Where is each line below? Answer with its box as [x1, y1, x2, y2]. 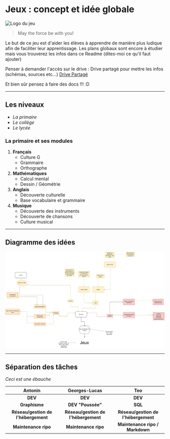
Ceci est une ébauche [5, 376, 52, 382]
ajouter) [5, 56, 22, 62]
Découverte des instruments [20, 208, 80, 214]
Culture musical [20, 219, 53, 225]
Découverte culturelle [20, 192, 66, 198]
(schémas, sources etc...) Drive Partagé [5, 71, 88, 77]
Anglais [12, 186, 29, 193]
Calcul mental [20, 176, 49, 182]
